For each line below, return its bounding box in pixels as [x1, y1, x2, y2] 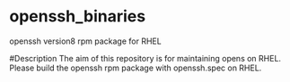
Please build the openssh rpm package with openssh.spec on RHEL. [9, 62, 262, 73]
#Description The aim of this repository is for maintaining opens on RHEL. [9, 53, 281, 63]
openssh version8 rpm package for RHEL [9, 36, 162, 46]
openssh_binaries [9, 6, 146, 27]
